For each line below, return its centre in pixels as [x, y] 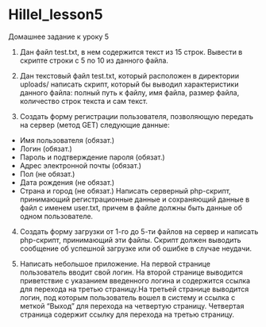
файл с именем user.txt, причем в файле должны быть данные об [131, 207]
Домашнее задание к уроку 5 [59, 37]
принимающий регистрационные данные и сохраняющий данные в [135, 199]
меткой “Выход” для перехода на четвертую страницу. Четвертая [132, 306]
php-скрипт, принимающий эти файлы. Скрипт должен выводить [130, 240]
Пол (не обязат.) [47, 174]
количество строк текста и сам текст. [84, 101]
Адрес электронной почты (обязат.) [80, 165]
